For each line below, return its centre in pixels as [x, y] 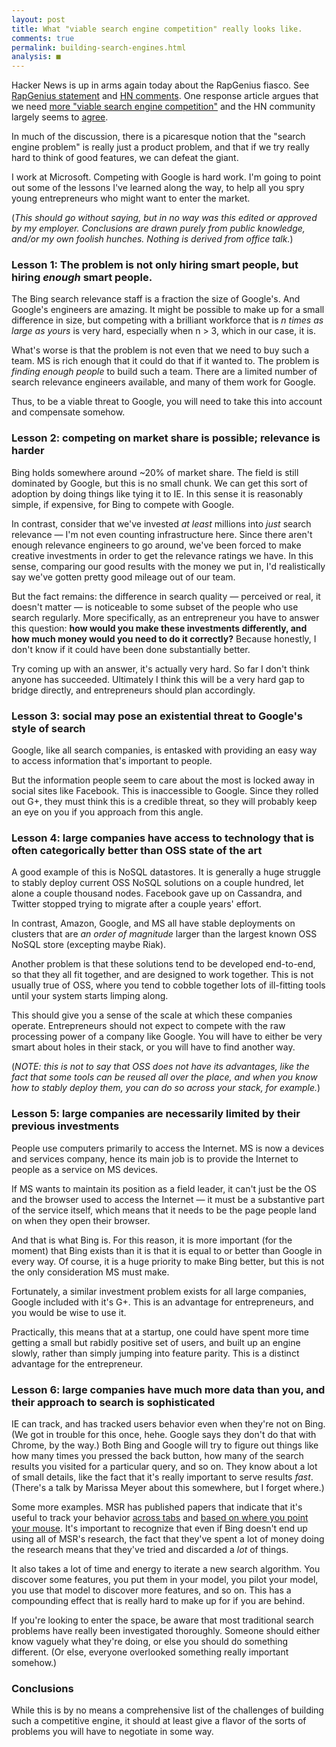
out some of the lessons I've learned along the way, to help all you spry [158, 188]
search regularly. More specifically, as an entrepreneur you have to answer [165, 617]
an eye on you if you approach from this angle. [107, 812]
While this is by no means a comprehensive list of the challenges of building [167, 1710]
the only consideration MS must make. [90, 1272]
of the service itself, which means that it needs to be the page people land [164, 1210]
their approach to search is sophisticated [113, 1402]
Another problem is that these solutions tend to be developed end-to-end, [163, 964]
